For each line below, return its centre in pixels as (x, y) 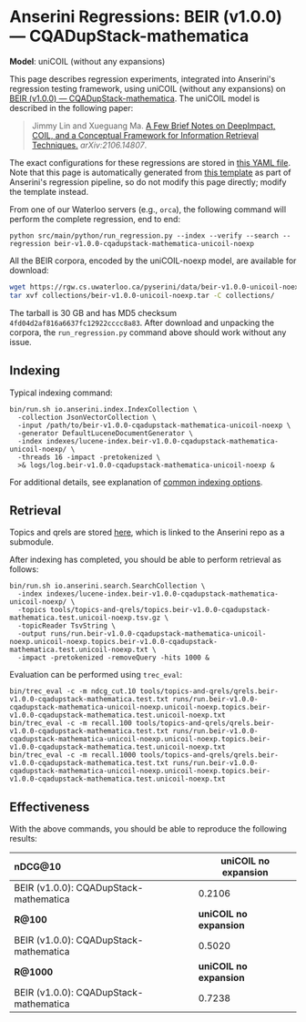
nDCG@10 (38, 867)
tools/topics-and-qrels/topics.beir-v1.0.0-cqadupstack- (160, 610)
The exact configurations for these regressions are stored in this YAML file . (150, 162)
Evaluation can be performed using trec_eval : (96, 675)
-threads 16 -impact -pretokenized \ (89, 457)
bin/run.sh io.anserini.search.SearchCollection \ (107, 586)
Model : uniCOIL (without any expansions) (87, 61)
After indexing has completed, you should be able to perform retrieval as (146, 560)
